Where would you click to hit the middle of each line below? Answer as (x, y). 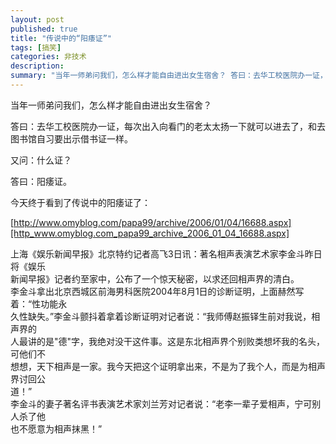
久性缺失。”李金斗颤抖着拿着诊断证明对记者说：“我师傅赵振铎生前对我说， (161, 316)
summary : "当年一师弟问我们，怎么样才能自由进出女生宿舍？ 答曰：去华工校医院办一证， (169, 76)
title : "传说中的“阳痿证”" (61, 38)
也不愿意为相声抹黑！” (56, 428)
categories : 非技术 (48, 57)
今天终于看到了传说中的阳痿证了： (80, 202)
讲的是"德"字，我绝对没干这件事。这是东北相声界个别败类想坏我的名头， (176, 341)
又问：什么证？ (41, 160)
